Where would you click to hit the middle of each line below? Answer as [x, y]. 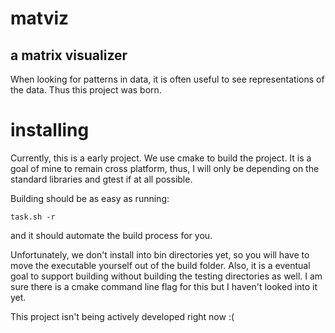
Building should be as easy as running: [90, 198]
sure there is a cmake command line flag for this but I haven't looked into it [164, 286]
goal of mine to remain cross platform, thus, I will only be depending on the [165, 168]
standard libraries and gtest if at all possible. [101, 179]
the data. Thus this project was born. [86, 90]
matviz [40, 18]
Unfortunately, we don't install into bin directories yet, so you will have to [160, 254]
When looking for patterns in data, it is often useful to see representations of [167, 79]
